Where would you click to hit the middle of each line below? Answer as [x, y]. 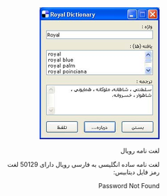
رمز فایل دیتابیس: [136, 172]
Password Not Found [129, 186]
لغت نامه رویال [140, 150]
